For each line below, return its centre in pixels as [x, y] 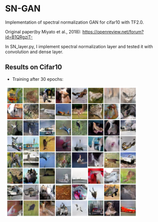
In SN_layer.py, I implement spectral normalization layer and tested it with [79, 46]
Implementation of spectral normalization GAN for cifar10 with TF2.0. [75, 22]
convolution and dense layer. [34, 52]
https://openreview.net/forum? [113, 32]
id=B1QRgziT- [19, 37]
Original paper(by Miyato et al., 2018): [43, 32]
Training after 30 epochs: [38, 79]
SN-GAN [23, 9]
